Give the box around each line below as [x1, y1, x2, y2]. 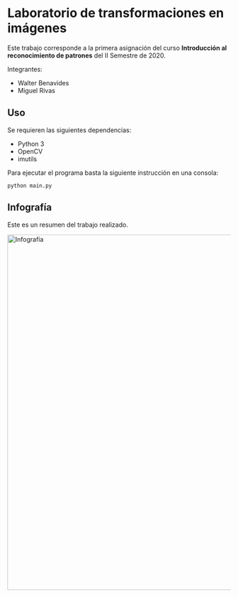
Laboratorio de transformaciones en [7, 5, 225, 21]
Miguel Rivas [17, 86, 55, 95]
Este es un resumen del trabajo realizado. [7, 220, 129, 229]
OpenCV [17, 147, 43, 156]
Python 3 [17, 139, 45, 148]
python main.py [7, 182, 52, 189]
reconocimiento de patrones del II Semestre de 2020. [7, 51, 166, 60]
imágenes [7, 20, 67, 36]
